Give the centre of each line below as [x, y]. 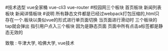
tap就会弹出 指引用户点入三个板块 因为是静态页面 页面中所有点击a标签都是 [82, 26]
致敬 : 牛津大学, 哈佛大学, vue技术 [40, 43]
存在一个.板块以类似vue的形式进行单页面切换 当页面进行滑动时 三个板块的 [81, 20]
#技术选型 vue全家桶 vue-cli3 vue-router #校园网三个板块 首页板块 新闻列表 [83, 7]
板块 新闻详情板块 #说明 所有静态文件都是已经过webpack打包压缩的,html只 [82, 13]
